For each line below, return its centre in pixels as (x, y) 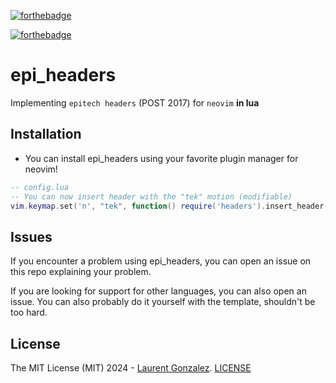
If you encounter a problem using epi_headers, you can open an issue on (161, 261)
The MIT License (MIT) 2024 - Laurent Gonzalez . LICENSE (131, 368)
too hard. (29, 312)
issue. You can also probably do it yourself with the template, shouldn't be (163, 302)
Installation (46, 134)
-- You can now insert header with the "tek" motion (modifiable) (151, 196)
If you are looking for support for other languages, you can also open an (158, 291)
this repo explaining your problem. (81, 272)
